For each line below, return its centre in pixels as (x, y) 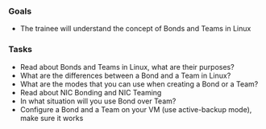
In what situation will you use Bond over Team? (98, 101)
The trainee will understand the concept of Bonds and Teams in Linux (135, 29)
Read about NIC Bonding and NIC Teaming (91, 92)
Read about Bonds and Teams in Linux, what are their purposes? (127, 67)
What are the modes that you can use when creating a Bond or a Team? (139, 84)
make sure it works (52, 118)
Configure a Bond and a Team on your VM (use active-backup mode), (136, 109)
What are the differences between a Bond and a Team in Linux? (125, 75)
